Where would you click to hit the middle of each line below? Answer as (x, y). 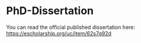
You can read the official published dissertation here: (70, 27)
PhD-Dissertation (50, 11)
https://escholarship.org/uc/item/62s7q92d (59, 33)
